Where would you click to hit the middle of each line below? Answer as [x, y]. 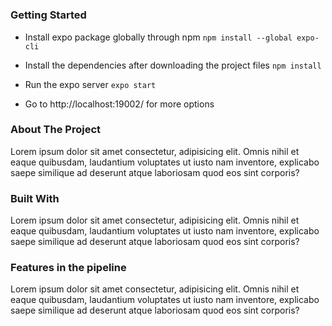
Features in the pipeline [68, 268]
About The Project [56, 130]
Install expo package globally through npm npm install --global [158, 37]
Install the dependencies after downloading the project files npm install [173, 65]
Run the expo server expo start [90, 84]
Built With [35, 198]
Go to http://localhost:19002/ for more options [119, 104]
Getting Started [48, 15]
